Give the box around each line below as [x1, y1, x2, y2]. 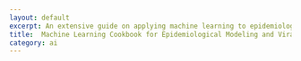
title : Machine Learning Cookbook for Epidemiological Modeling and [9, 30, 275, 39]
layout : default [9, 13, 70, 22]
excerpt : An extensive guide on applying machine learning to [9, 22, 246, 30]
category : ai [9, 38, 58, 48]
